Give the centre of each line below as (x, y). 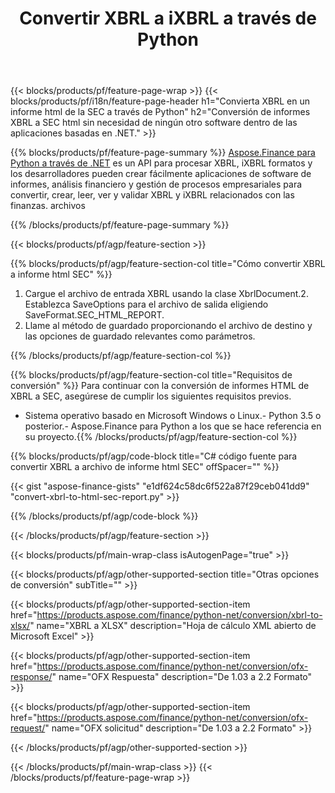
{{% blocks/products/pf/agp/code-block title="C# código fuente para (154, 456)
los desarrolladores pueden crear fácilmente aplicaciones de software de (161, 174)
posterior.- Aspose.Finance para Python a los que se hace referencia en (173, 426)
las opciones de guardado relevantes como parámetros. (140, 336)
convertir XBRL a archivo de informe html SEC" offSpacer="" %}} (145, 467)
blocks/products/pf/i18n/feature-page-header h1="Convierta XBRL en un (160, 101)
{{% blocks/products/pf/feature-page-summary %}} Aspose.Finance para (163, 153)
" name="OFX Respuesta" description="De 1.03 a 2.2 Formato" (182, 677)
